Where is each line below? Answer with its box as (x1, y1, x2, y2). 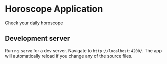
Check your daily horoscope (5, 20, 63, 26)
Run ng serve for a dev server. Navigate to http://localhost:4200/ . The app (5, 47, 162, 53)
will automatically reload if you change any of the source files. (5, 53, 133, 59)
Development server (5, 34, 70, 43)
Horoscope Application (5, 3, 103, 15)
